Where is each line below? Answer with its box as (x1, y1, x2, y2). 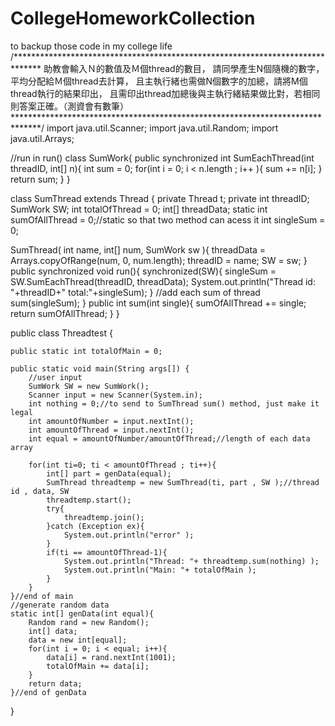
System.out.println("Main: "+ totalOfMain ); (63, 565, 257, 575)
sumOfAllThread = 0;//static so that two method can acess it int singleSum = (10, 213, 326, 226)
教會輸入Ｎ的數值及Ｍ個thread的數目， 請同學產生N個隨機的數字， (52, 62, 325, 74)
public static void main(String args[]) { (10, 363, 190, 374)
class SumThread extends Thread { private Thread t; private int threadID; (10, 192, 310, 204)
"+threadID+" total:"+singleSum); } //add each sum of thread (10, 286, 261, 298)
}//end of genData (10, 687, 87, 697)
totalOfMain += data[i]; (46, 661, 150, 671)
